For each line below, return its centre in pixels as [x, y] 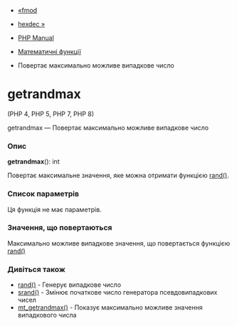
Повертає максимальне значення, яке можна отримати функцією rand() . [118, 175]
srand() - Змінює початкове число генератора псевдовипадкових [117, 293]
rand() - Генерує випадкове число [69, 285]
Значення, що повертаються [60, 228]
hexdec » [31, 24]
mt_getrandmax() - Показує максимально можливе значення [110, 307]
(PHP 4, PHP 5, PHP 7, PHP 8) [51, 114]
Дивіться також [36, 269]
